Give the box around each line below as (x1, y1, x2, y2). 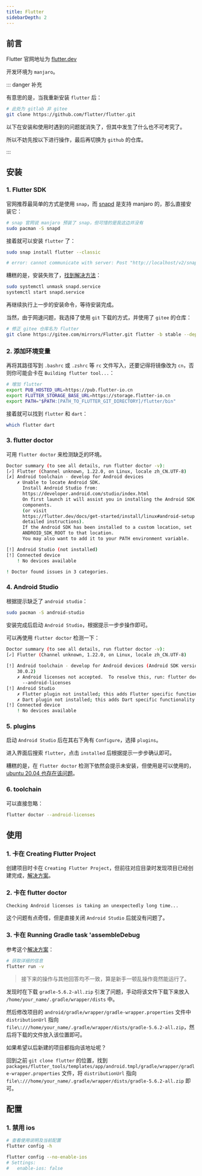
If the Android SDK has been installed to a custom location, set (22, 525, 192, 531)
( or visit (22, 508, 47, 514)
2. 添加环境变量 (6, 347, 51, 355)
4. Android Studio (6, 583, 59, 592)
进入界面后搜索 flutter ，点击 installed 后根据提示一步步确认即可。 (6, 749, 176, 756)
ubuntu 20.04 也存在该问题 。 (6, 770, 78, 777)
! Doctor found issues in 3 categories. (6, 569, 109, 575)
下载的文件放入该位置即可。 (16, 1031, 85, 1038)
